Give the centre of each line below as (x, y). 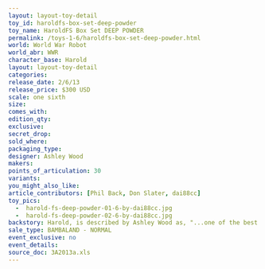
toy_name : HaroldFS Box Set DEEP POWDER (76, 30)
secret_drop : (30, 134)
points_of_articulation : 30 (55, 171)
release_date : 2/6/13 (44, 82)
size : (17, 104)
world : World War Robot (48, 45)
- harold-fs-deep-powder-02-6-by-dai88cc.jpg (94, 216)
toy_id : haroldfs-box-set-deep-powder (72, 23)
